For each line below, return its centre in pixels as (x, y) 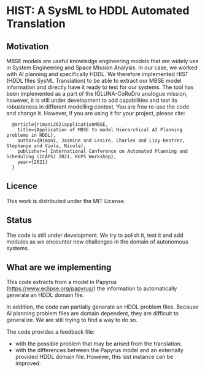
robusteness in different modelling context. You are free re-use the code (98, 107)
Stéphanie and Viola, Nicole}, (46, 146)
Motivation (28, 46)
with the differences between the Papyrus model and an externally (99, 350)
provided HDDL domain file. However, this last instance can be (94, 357)
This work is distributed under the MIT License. (66, 201)
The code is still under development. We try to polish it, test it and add (95, 235)
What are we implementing (59, 267)
